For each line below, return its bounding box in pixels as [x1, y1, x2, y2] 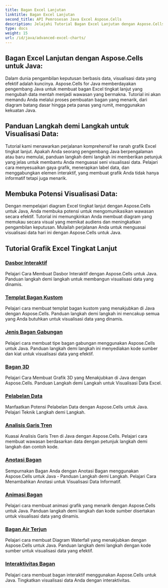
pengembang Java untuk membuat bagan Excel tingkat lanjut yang [5, 86, 143, 92]
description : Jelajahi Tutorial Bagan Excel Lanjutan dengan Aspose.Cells [5, 21, 164, 27]
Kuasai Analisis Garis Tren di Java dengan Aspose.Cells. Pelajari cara [5, 433, 147, 439]
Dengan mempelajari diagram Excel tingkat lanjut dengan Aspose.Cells [5, 203, 151, 209]
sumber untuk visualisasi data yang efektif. [5, 548, 93, 554]
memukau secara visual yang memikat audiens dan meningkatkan [5, 219, 141, 225]
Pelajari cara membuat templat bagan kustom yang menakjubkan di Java [5, 305, 155, 312]
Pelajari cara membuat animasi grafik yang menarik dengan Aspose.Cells [5, 503, 156, 509]
